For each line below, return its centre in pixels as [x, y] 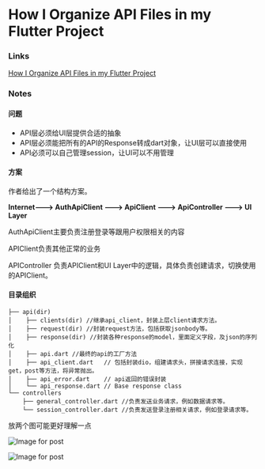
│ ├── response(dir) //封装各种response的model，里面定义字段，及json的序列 [132, 338]
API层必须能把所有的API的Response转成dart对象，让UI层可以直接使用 [133, 142]
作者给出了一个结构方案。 [50, 191]
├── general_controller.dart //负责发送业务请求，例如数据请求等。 [126, 402]
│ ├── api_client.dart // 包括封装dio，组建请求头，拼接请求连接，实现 [126, 363]
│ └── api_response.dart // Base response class [95, 386]
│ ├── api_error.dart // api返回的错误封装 [87, 380]
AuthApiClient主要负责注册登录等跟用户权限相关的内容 [97, 232]
